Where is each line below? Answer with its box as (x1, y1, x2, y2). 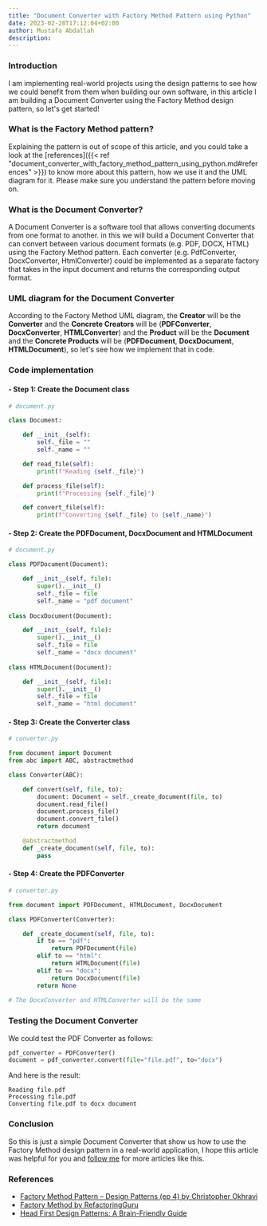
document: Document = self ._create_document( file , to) (37, 792, 223, 801)
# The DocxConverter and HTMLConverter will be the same (8, 996, 202, 1004)
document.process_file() (37, 808, 120, 815)
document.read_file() (37, 800, 109, 808)
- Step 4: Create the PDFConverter (8, 869, 125, 878)
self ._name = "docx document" (37, 649, 137, 657)
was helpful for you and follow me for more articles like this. (8, 1153, 205, 1163)
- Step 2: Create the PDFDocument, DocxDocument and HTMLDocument (8, 528, 253, 538)
